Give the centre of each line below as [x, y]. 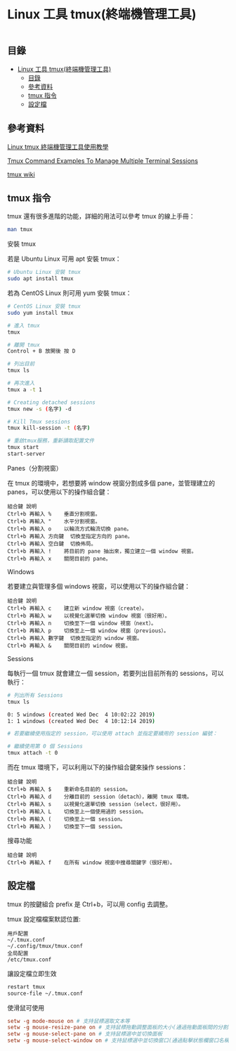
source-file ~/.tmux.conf [45, 993]
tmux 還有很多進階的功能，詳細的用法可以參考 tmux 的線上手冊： [101, 216]
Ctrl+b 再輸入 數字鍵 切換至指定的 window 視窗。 [75, 638]
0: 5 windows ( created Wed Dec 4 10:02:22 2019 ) [81, 714]
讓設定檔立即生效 [32, 973]
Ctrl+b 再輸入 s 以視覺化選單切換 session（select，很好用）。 [96, 804]
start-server [26, 454]
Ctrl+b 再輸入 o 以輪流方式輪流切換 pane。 [70, 529]
